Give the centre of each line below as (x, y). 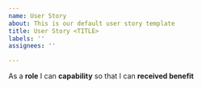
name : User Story (38, 16)
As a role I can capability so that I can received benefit (101, 76)
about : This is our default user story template (92, 23)
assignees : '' (32, 46)
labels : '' (27, 38)
